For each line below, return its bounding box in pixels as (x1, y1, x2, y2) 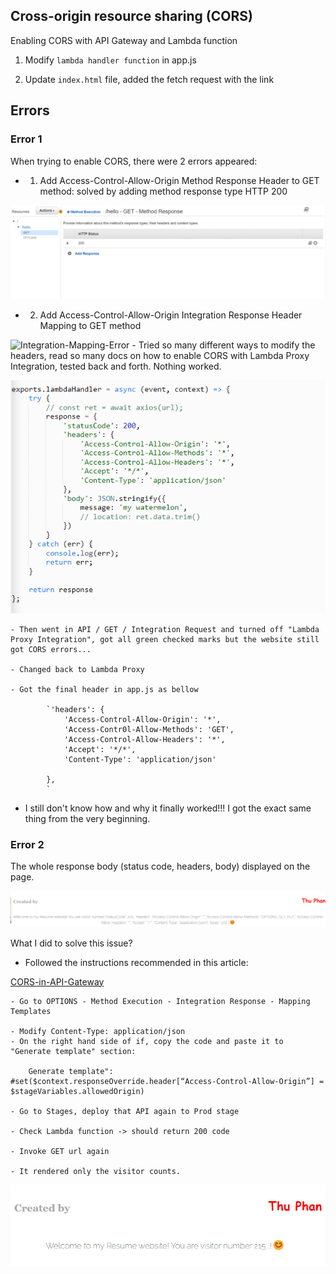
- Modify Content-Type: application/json (10, 1026, 186, 1036)
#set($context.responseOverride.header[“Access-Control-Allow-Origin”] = (10, 1076, 325, 1086)
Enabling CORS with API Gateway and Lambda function (10, 34, 238, 46)
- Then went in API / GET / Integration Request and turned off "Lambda (10, 624, 320, 634)
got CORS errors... (10, 644, 92, 654)
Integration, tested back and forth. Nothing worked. (10, 360, 222, 373)
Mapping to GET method (39, 320, 142, 332)
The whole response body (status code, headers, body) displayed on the (10, 860, 311, 872)
